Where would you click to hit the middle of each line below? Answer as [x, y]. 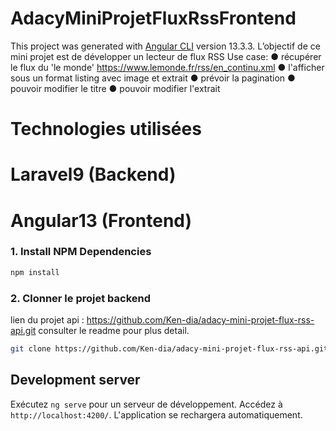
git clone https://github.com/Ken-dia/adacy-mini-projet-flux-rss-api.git [169, 348]
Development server [75, 380]
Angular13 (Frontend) [101, 220]
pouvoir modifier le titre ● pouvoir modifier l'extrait [115, 88]
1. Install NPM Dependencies [81, 252]
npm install [35, 272]
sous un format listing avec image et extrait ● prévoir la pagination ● [153, 78]
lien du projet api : [47, 319]
